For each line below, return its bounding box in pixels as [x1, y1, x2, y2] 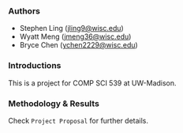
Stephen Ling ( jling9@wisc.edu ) [19, 24, 124, 33]
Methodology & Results [8, 97, 100, 108]
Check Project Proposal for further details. [8, 116, 148, 125]
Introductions [8, 60, 62, 71]
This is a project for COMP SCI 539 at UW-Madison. [8, 78, 177, 88]
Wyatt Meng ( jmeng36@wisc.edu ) [19, 32, 132, 41]
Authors [8, 6, 41, 17]
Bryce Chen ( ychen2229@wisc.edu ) [19, 40, 138, 50]
